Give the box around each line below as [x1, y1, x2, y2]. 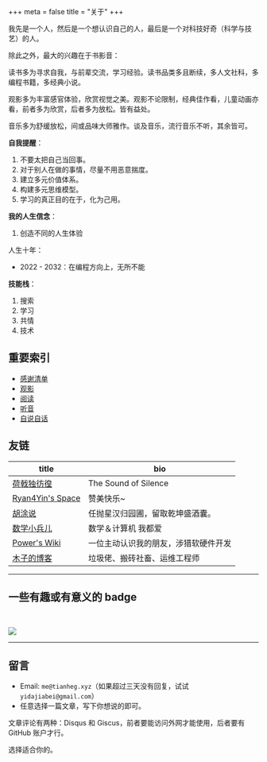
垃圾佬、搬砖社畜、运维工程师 [87, 552, 200, 563]
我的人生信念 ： [8, 211, 57, 221]
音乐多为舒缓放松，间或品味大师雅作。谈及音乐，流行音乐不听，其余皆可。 [8, 122, 252, 130]
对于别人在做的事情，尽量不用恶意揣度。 [19, 165, 153, 174]
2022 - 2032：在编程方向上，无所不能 [19, 262, 145, 272]
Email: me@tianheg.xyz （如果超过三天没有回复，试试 [19, 682, 189, 691]
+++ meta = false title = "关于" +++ [8, 7, 124, 16]
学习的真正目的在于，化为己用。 [19, 195, 125, 204]
